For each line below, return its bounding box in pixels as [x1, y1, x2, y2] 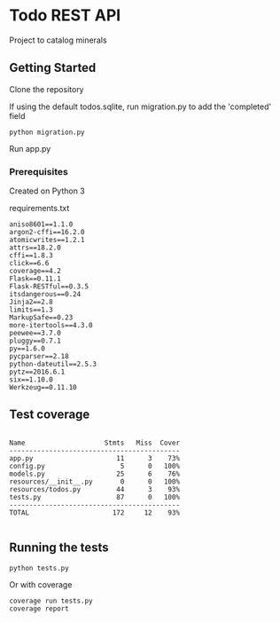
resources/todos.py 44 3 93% [9, 484, 180, 493]
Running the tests [9, 540, 109, 555]
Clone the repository [9, 83, 84, 94]
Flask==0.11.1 [9, 274, 62, 284]
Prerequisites [9, 165, 68, 177]
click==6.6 [9, 259, 50, 268]
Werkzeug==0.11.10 [9, 383, 77, 392]
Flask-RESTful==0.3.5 [9, 282, 89, 291]
